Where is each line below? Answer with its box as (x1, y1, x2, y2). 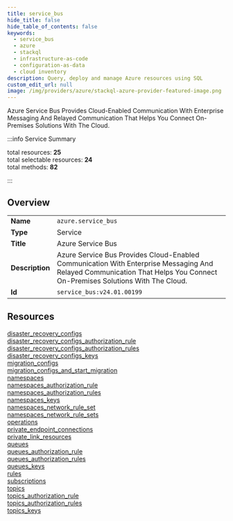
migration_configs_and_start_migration (7, 366, 118, 375)
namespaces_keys (7, 395, 60, 404)
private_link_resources (7, 432, 71, 441)
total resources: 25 (7, 148, 62, 157)
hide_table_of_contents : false (7, 23, 98, 30)
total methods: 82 (7, 163, 58, 171)
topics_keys (7, 506, 42, 514)
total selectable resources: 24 (7, 155, 93, 164)
